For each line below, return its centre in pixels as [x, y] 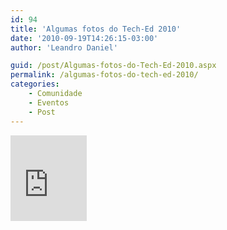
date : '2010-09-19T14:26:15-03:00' [84, 38]
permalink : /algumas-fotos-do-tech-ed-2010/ [104, 75]
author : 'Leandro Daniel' [64, 47]
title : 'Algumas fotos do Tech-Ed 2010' [96, 29]
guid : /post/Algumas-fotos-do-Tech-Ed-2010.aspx [113, 66]
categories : [35, 84]
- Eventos [49, 102]
